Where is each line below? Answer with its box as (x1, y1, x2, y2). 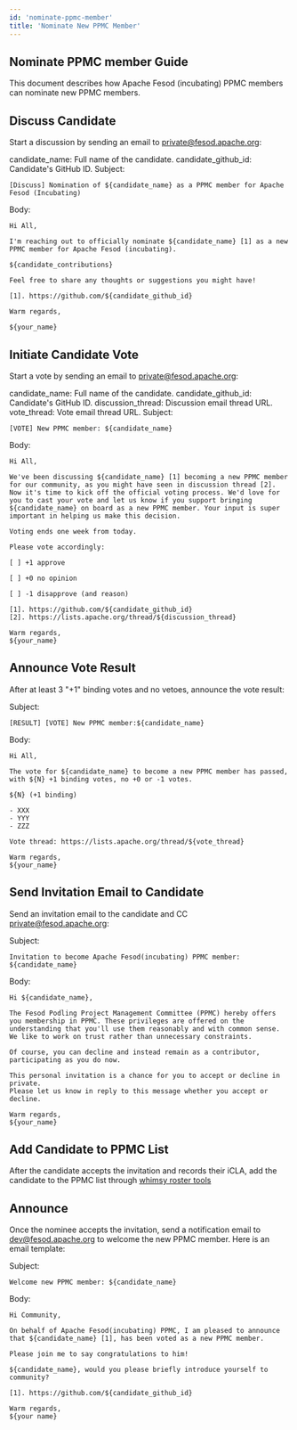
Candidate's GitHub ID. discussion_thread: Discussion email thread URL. (9, 397, 273, 408)
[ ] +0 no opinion (9, 574, 77, 583)
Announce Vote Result (9, 660, 136, 675)
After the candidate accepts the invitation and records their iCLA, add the (9, 1165, 277, 1176)
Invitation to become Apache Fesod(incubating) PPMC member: (9, 952, 241, 961)
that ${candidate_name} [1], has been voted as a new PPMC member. (9, 1334, 265, 1344)
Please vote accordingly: (9, 543, 105, 552)
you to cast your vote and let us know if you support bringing (9, 495, 253, 504)
